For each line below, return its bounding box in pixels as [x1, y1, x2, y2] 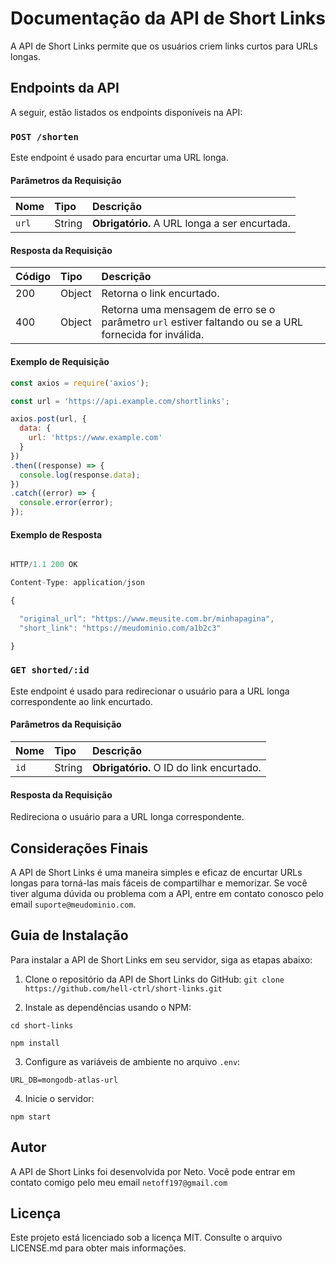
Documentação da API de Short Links [10, 7, 326, 30]
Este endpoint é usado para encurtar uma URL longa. [10, 152, 229, 164]
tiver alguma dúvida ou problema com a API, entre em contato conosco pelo [10, 888, 324, 899]
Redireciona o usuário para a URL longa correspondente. [10, 811, 245, 823]
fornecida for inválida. [101, 328, 204, 342]
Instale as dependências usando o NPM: [24, 1001, 192, 1013]
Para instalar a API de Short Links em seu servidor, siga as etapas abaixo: [10, 953, 313, 966]
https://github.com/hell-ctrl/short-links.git [24, 983, 223, 994]
